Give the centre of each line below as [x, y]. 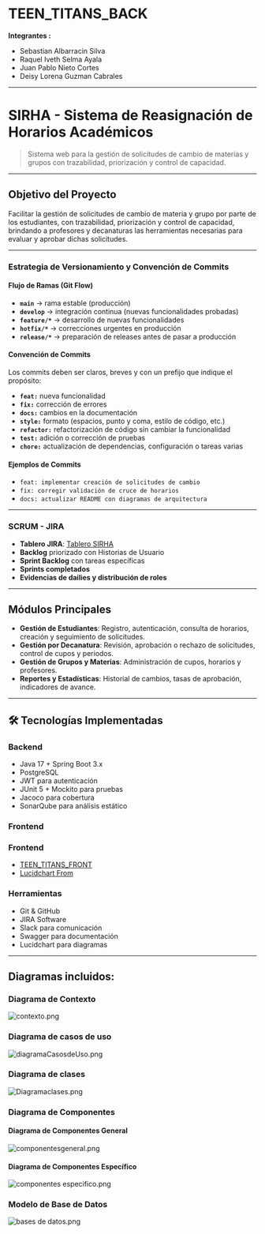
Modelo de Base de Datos [58, 1205]
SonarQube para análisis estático [73, 806]
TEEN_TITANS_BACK [78, 14]
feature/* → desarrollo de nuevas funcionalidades [102, 320]
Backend [26, 747]
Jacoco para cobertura [57, 797]
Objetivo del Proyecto [62, 195]
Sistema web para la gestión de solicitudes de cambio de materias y [138, 154]
